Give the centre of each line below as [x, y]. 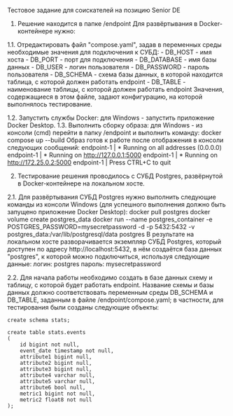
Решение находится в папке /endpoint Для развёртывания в [107, 23]
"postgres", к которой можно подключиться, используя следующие [108, 256]
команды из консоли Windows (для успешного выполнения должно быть [116, 204]
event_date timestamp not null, [67, 351]
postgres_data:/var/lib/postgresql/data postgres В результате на [101, 234]
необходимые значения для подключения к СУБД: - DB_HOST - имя [110, 52]
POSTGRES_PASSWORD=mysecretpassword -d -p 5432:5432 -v [101, 227]
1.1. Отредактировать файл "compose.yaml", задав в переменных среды [114, 44]
